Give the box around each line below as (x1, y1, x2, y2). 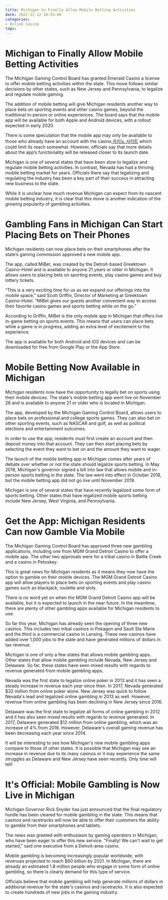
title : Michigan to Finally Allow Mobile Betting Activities (5, 7, 136, 13)
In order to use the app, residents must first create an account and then (5, 435, 153, 441)
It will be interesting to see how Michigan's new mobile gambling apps (5, 740, 150, 746)
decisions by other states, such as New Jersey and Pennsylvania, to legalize (5, 86, 163, 92)
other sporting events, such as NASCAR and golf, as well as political (5, 420, 145, 426)
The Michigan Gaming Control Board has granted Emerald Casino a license (5, 75, 160, 81)
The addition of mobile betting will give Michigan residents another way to (5, 101, 158, 107)
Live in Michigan (5, 790, 75, 801)
